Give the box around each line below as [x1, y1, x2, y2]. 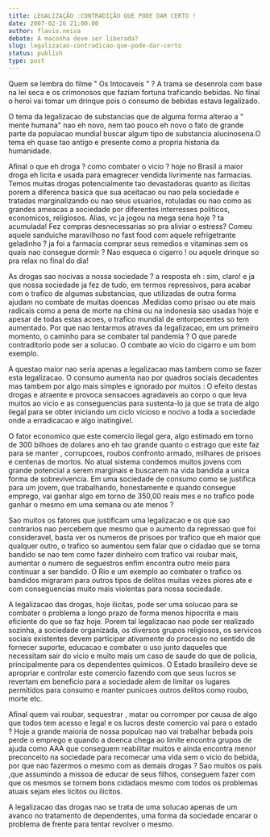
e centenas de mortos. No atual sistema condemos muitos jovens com [8, 456, 242, 466]
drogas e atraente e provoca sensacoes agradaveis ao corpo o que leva [8, 389, 247, 399]
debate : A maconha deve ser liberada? [8, 34, 139, 43]
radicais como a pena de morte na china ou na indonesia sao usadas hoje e [8, 306, 260, 315]
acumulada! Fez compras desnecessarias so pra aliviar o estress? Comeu [8, 221, 252, 231]
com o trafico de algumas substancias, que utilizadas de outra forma [8, 288, 236, 298]
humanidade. [8, 146, 52, 156]
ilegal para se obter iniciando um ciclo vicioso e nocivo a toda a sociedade [8, 406, 255, 416]
